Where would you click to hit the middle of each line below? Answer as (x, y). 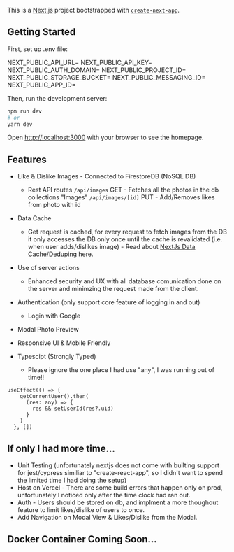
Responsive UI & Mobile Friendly (64, 343)
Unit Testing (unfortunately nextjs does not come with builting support (118, 465)
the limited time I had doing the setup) (72, 480)
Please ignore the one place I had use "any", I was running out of (121, 370)
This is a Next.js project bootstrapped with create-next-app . (94, 10)
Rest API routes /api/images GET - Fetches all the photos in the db (123, 190)
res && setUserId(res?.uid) (73, 409)
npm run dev (24, 111)
